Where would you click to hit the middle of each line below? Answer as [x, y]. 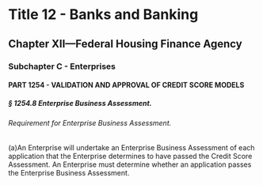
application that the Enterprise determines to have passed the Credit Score [130, 156]
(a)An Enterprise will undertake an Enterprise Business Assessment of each [131, 147]
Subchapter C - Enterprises [62, 66]
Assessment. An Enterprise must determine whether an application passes [130, 164]
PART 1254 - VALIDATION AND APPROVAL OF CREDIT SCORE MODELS [126, 85]
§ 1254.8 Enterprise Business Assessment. [80, 103]
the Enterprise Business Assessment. [69, 172]
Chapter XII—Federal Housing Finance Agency [126, 44]
